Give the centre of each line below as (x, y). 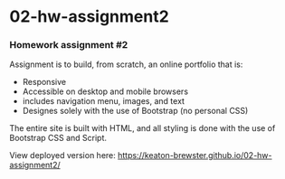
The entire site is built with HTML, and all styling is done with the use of (142, 128)
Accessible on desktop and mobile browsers (105, 91)
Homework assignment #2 (69, 45)
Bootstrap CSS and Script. (58, 138)
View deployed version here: (62, 155)
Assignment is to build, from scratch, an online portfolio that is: (126, 64)
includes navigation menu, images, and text (104, 101)
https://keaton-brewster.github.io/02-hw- (195, 155)
